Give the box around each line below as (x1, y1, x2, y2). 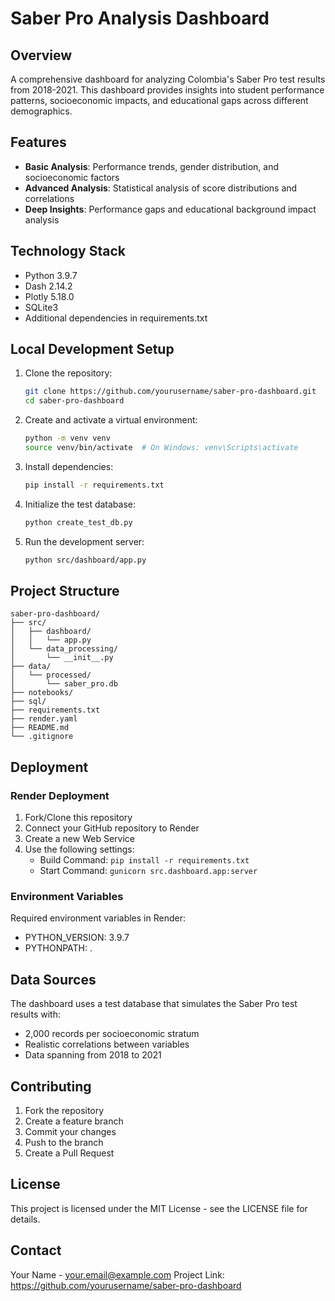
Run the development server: (24, 535, 145, 547)
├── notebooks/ (10, 688, 74, 698)
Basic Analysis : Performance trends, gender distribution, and (24, 160, 279, 172)
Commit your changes (24, 1125, 117, 1137)
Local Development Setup (10, 341, 175, 358)
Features (10, 134, 67, 151)
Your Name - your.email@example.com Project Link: (10, 1268, 225, 1281)
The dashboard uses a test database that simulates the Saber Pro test (10, 998, 298, 1010)
